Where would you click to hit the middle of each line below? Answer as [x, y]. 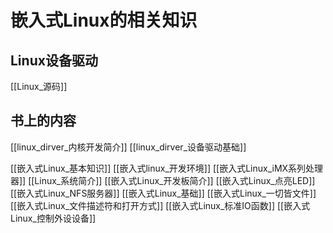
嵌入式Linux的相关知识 [104, 20]
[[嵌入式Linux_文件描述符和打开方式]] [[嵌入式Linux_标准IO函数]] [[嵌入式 [160, 205]
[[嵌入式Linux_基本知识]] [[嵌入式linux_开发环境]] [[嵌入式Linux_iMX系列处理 [167, 168]
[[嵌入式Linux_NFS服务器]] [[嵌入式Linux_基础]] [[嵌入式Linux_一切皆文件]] [163, 193]
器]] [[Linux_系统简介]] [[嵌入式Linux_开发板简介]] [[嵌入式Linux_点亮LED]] [163, 180]
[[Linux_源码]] [39, 86]
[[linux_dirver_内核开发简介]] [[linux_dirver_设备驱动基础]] [128, 147]
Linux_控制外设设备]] [53, 218]
